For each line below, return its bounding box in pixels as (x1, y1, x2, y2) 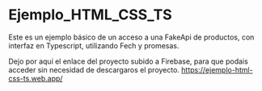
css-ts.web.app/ (8, 73, 63, 83)
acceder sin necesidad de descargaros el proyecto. (8, 64, 180, 74)
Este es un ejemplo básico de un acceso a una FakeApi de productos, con (8, 32, 255, 42)
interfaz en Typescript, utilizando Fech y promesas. (8, 40, 180, 50)
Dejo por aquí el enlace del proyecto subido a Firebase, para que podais (8, 56, 248, 66)
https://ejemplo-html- (181, 64, 253, 74)
